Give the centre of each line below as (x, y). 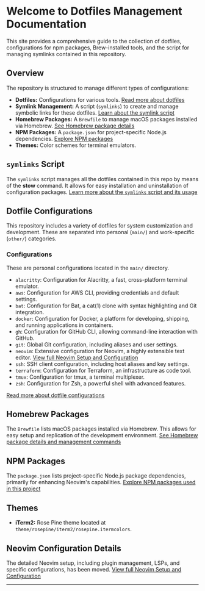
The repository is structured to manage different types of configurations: (98, 88)
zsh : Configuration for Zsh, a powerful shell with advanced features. (100, 383)
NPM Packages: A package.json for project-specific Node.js (91, 132)
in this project (23, 489)
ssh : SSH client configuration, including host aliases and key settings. (102, 364)
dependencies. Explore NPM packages (64, 138)
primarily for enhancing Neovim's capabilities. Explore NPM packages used (101, 482)
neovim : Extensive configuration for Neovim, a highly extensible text (100, 351)
